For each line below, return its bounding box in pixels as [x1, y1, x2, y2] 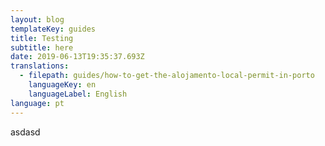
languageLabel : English [28, 89, 128, 99]
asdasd [10, 126, 41, 138]
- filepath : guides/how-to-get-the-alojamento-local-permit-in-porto [19, 71, 315, 81]
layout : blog [10, 14, 65, 25]
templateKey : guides [10, 24, 97, 34]
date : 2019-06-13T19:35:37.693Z [10, 52, 145, 62]
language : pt [10, 98, 65, 108]
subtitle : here [10, 42, 74, 53]
